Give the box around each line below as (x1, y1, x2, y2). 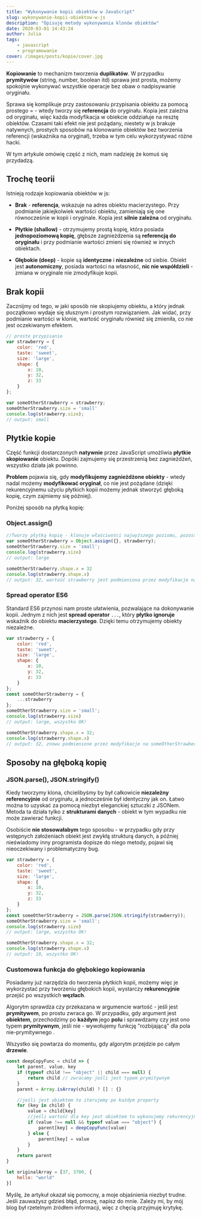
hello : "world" (17, 1174, 55, 1180)
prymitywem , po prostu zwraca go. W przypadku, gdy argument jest (6, 1010, 176, 1017)
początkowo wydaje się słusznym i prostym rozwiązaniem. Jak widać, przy (6, 309, 191, 316)
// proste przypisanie (6, 333, 63, 339)
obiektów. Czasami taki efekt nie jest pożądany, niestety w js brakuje (6, 119, 175, 126)
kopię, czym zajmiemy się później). (6, 493, 93, 500)
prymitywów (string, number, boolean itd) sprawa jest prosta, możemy (6, 76, 181, 83)
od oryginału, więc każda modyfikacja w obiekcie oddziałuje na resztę (6, 113, 179, 120)
